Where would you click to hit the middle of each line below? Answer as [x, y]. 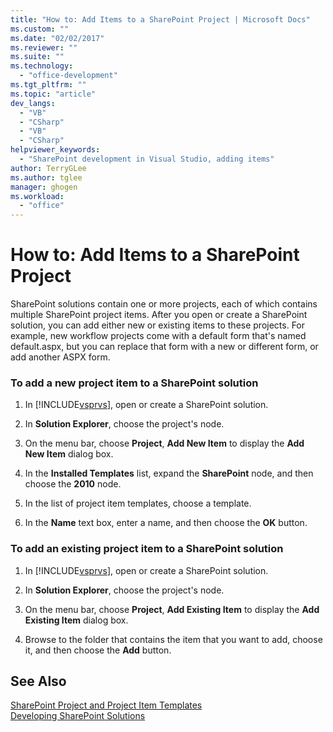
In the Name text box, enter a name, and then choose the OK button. [166, 523]
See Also [38, 681]
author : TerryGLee [48, 168]
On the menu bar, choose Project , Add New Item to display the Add [164, 443]
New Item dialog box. [69, 454]
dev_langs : [33, 103]
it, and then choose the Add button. [98, 650]
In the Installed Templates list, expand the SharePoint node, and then [169, 473]
